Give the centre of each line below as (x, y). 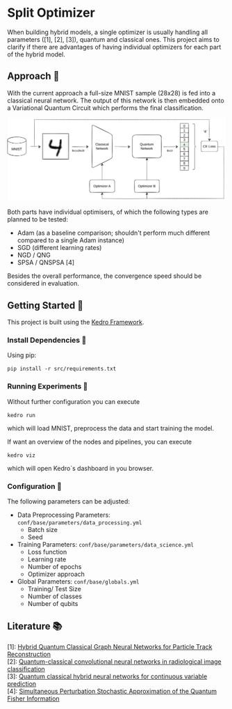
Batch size (42, 529)
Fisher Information (34, 699)
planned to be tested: (38, 219)
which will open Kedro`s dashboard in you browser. (81, 468)
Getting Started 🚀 (45, 305)
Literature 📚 (35, 626)
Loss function (47, 552)
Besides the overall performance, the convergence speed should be (105, 276)
